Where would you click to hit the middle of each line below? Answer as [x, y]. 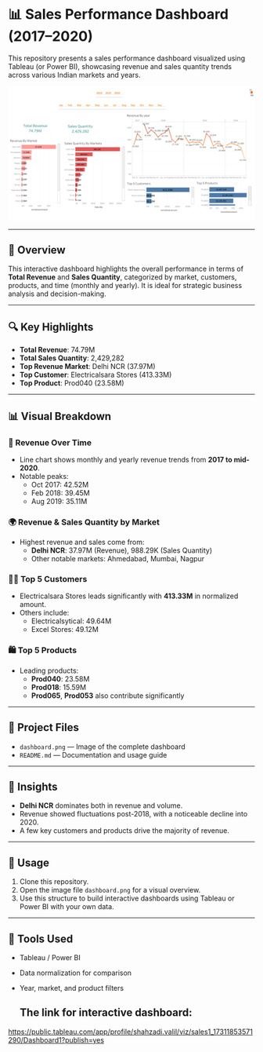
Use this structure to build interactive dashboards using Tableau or [127, 898]
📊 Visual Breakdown [60, 416]
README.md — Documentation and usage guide [93, 754]
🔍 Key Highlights [51, 327]
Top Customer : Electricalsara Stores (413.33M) [95, 375]
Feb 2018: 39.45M [60, 493]
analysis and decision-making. [58, 294]
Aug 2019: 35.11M [59, 501]
